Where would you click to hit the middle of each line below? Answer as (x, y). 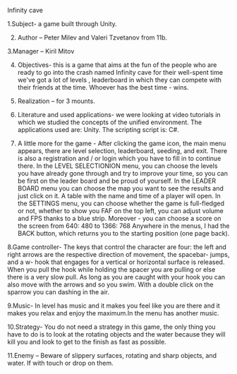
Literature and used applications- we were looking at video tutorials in (119, 115)
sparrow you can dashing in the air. (58, 292)
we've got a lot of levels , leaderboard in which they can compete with (120, 80)
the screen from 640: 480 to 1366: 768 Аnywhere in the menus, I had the (123, 226)
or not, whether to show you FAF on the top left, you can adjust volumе (121, 211)
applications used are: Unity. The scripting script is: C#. (98, 129)
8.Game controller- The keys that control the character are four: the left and (117, 247)
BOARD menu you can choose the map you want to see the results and (121, 188)
